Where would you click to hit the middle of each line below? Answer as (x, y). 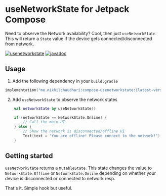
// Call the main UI (44, 122)
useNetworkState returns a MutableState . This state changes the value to (79, 168)
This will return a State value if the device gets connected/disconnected (79, 39)
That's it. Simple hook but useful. (39, 188)
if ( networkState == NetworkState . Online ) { (61, 117)
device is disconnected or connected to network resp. (60, 178)
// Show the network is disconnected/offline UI (74, 131)
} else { (23, 127)
